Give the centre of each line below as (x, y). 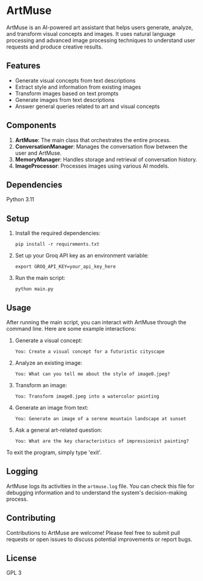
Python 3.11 (20, 199)
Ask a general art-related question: (58, 430)
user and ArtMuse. (38, 153)
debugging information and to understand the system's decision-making (97, 492)
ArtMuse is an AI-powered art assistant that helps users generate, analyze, (100, 27)
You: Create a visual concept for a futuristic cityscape (90, 352)
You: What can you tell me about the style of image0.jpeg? (92, 374)
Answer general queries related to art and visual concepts (87, 106)
